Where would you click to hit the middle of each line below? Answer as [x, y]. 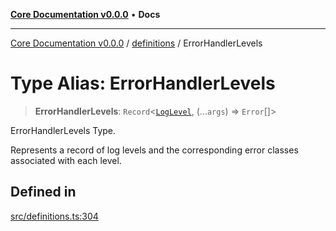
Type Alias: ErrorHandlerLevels [143, 83]
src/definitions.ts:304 [54, 216]
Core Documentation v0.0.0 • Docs [85, 14]
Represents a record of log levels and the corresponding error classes [154, 150]
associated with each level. [66, 160]
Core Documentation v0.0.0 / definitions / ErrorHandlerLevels [136, 43]
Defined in [43, 192]
